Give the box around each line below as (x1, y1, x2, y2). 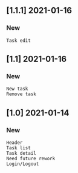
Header (6, 140, 23, 146)
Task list (6, 145, 31, 151)
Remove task (6, 91, 36, 97)
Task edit (6, 37, 31, 44)
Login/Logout (6, 161, 39, 167)
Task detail (6, 151, 36, 157)
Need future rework (6, 155, 56, 162)
